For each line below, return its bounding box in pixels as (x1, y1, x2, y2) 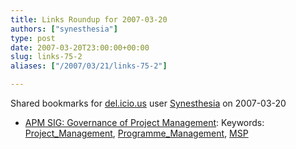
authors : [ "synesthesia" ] (10, 24, 118, 34)
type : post (10, 33, 56, 43)
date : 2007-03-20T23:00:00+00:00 (10, 42, 150, 53)
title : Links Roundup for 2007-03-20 (10, 14, 168, 25)
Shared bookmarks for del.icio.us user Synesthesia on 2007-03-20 (10, 97, 287, 109)
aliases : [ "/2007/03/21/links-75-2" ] (10, 61, 168, 71)
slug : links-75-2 (10, 52, 83, 62)
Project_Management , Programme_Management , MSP (24, 127, 249, 139)
